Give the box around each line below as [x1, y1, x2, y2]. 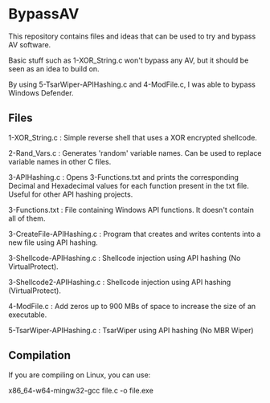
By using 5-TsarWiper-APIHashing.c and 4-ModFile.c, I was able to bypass [8, 79, 256, 89]
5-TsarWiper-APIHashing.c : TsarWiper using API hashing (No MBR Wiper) [8, 325, 255, 335]
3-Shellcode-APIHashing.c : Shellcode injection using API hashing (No [8, 253, 241, 263]
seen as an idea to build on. [8, 63, 100, 73]
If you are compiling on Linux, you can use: [8, 370, 151, 380]
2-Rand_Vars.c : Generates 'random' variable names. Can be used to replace [8, 148, 262, 157]
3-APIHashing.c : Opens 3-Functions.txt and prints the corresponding [8, 172, 239, 181]
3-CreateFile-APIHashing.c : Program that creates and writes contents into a [8, 229, 261, 238]
